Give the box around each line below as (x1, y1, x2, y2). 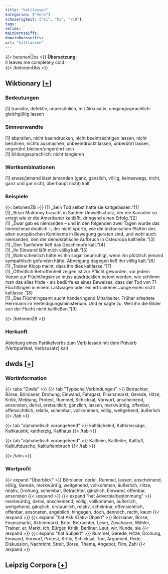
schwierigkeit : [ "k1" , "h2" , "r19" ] (5, 17, 82, 22)
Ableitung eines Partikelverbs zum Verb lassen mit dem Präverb (5, 340, 137, 346)
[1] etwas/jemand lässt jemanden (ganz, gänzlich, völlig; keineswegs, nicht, (5, 175, 160, 181)
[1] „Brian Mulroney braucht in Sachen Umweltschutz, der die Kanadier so (5, 210, 157, 216)
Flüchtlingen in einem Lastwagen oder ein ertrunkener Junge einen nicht (5, 285, 155, 291)
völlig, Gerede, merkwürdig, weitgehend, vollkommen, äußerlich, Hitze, (5, 482, 152, 488)
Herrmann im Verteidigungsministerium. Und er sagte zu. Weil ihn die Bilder (5, 300, 161, 307)
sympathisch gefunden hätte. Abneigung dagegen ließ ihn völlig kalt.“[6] (5, 258, 155, 264)
